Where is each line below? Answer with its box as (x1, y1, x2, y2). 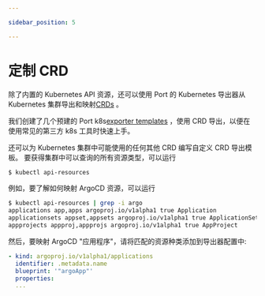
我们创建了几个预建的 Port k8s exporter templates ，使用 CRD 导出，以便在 (8, 116, 251, 126)
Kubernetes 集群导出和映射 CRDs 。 (8, 99, 124, 109)
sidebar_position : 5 (8, 18, 77, 26)
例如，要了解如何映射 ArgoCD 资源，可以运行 (8, 183, 155, 193)
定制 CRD (8, 62, 69, 80)
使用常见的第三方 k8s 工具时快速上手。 (8, 126, 135, 135)
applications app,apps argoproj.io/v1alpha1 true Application (8, 207, 217, 215)
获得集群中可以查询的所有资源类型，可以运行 (30, 152, 176, 162)
